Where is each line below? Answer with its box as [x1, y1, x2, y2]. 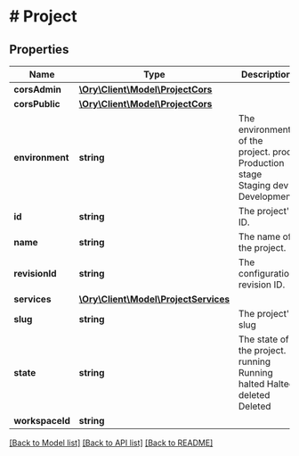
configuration [238, 268, 295, 279]
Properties [9, 42, 69, 57]
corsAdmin [13, 83, 62, 95]
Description [241, 69, 292, 80]
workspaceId [13, 415, 71, 427]
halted [238, 377, 265, 390]
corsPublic [13, 98, 61, 110]
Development [238, 190, 295, 203]
